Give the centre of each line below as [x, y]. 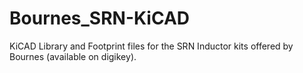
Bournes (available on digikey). [73, 56]
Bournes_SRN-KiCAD [100, 18]
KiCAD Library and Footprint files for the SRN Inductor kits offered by [151, 46]
